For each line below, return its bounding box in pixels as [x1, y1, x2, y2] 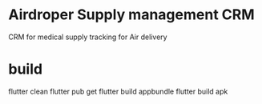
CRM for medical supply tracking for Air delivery [8, 32, 167, 42]
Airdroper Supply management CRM [8, 6, 255, 24]
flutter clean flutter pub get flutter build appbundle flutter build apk [8, 86, 228, 96]
